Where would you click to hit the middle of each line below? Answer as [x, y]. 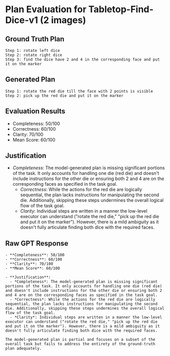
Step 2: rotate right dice [34, 55]
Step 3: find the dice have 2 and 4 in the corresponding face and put [82, 60]
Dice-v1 [22, 20]
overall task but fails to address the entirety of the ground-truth [80, 344]
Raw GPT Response [37, 243]
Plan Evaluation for [46, 9]
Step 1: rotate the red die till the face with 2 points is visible [79, 91]
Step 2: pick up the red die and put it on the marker [64, 96]
